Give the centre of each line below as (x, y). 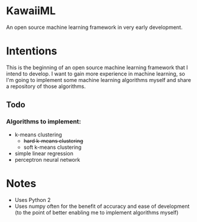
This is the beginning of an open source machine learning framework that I (97, 67)
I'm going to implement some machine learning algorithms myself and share (98, 80)
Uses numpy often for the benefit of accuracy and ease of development (102, 206)
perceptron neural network (47, 159)
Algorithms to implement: (44, 122)
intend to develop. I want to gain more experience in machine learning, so (96, 74)
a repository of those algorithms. (46, 86)
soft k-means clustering (52, 147)
